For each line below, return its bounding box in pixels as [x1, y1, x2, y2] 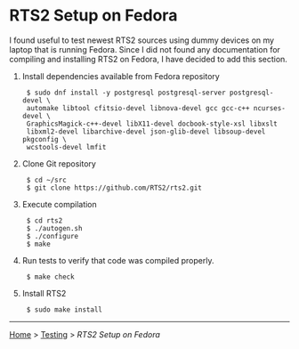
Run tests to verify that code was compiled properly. [21, 255, 214, 265]
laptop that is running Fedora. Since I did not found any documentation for [9, 44, 280, 54]
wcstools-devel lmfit [26, 142, 107, 151]
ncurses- [253, 103, 287, 112]
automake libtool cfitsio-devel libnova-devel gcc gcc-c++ [26, 103, 250, 112]
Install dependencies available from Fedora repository [21, 70, 220, 81]
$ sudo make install [26, 304, 102, 314]
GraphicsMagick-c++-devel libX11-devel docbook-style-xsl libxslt [26, 119, 278, 128]
